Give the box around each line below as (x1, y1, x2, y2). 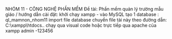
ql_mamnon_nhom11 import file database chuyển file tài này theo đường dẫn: (5, 17, 167, 23)
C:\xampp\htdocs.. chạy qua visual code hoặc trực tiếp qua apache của (5, 22, 157, 28)
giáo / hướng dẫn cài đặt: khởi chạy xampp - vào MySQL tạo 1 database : (5, 11, 159, 17)
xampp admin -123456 (5, 28, 53, 34)
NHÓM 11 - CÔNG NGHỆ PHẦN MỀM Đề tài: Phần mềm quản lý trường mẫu (5, 6, 164, 12)
